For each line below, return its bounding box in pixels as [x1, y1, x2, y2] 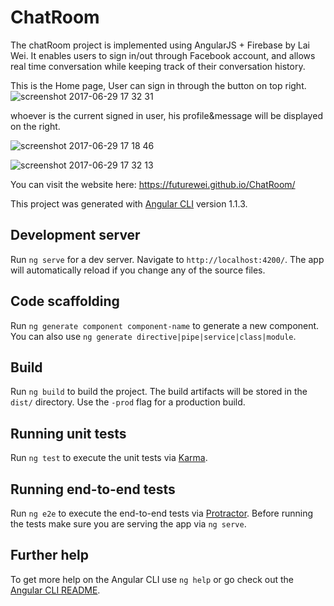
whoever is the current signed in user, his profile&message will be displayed [10, 109, 323, 121]
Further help [10, 547, 90, 564]
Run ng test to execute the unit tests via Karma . [10, 452, 208, 464]
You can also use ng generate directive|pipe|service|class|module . [10, 330, 297, 342]
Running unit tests [10, 425, 127, 442]
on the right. [10, 120, 61, 132]
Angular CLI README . [10, 584, 101, 596]
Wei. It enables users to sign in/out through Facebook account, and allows [10, 49, 316, 61]
